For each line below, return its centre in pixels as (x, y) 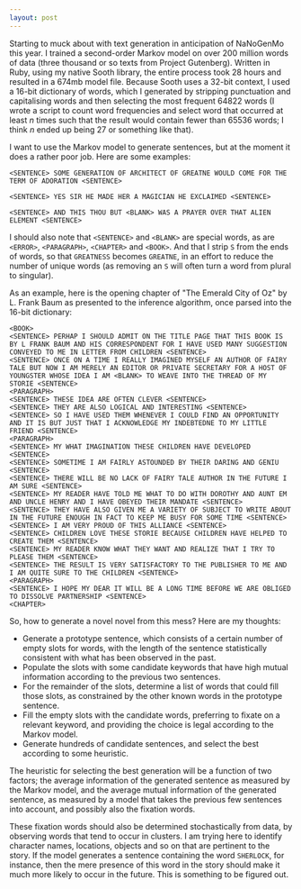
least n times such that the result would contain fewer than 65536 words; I (147, 120)
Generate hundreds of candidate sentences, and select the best (140, 743)
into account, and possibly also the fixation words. (102, 809)
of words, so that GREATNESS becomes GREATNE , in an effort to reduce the (142, 256)
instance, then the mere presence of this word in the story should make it (145, 865)
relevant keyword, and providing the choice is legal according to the (148, 724)
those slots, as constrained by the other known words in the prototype (152, 695)
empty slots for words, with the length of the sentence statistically (145, 648)
